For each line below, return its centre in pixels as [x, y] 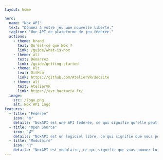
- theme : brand [29, 41]
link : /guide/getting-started [48, 64]
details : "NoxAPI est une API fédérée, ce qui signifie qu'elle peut [85, 122]
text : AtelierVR [34, 86]
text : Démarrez [33, 59]
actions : [18, 37]
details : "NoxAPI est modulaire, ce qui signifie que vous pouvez [82, 150]
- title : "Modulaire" [31, 141]
